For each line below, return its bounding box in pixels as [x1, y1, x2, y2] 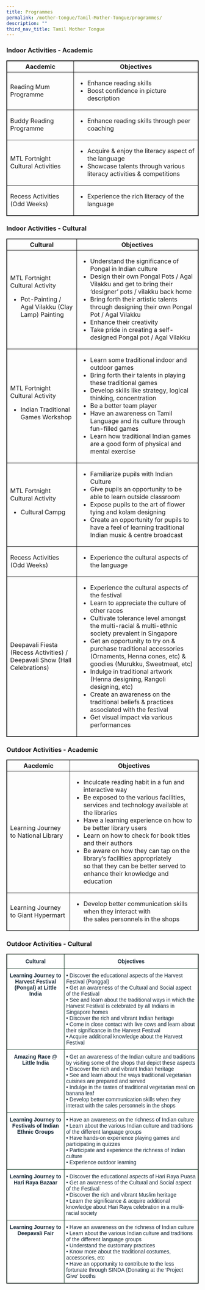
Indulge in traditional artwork [90, 667, 173, 676]
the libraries [83, 809, 118, 817]
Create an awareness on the [90, 690, 171, 699]
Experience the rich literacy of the [87, 192, 184, 200]
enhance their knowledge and [83, 870, 169, 878]
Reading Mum [10, 82, 50, 91]
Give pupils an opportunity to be [90, 485, 182, 493]
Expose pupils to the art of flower [90, 500, 185, 508]
